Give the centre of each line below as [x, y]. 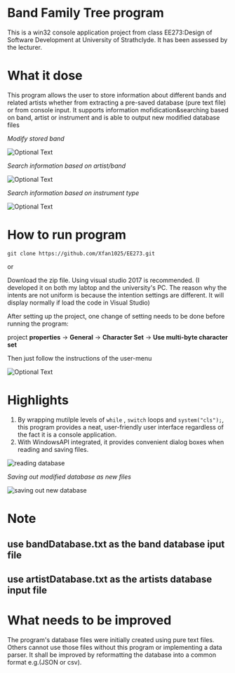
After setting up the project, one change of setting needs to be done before [116, 316]
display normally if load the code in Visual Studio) [79, 302]
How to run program [67, 235]
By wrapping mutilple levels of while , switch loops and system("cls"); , [121, 420]
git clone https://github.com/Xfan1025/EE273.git [81, 253]
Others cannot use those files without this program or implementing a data [115, 647]
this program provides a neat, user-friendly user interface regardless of [121, 427]
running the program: [38, 324]
